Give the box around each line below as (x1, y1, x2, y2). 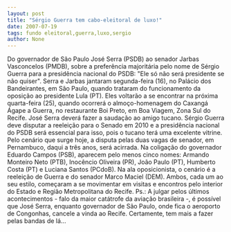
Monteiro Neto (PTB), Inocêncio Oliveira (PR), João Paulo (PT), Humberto (7, 158, 216, 166)
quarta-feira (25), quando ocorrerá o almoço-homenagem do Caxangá (7, 99, 209, 107)
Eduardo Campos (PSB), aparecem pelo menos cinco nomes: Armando (7, 150, 210, 159)
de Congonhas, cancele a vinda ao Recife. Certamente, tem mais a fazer (7, 209, 214, 218)
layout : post (7, 10, 45, 17)
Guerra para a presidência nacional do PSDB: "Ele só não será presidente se (7, 70, 225, 78)
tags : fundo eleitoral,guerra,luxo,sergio (7, 29, 131, 37)
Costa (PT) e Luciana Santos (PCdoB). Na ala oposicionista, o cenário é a (7, 166, 216, 174)
